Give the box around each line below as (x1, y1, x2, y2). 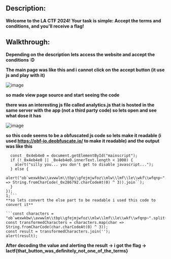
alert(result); (6, 233, 38, 239)
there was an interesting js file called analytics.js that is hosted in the (6, 101, 155, 108)
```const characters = (6, 211, 54, 216)
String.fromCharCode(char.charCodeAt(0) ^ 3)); (6, 224, 109, 229)
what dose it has (6, 112, 42, 119)
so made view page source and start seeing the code (6, 92, 120, 98)
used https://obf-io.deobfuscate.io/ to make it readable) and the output (6, 138, 160, 144)
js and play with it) (6, 72, 45, 78)
